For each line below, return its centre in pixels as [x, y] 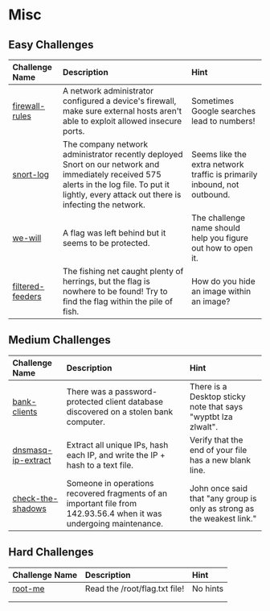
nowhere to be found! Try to [115, 291]
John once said [218, 488]
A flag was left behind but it [115, 233]
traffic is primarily [225, 175]
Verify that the [216, 439]
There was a [90, 391]
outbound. [211, 195]
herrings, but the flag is [106, 281]
